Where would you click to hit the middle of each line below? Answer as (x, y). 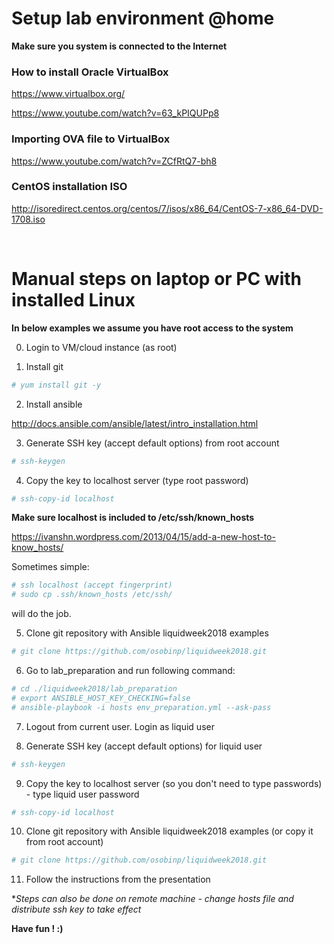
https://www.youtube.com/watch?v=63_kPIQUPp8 (115, 113)
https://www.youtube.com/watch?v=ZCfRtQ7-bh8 (114, 161)
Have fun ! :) (37, 929)
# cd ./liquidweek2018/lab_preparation (94, 689)
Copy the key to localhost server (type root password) (137, 480)
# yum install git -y (56, 385)
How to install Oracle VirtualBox (90, 72)
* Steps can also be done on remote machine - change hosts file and (152, 899)
